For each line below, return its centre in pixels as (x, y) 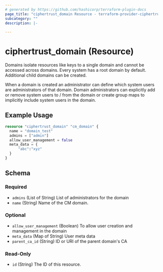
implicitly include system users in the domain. (50, 100)
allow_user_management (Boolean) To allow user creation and (72, 225)
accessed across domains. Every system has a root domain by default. (76, 70)
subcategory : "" (21, 18)
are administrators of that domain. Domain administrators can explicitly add (80, 90)
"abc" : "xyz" (30, 149)
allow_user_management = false (41, 140)
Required (16, 187)
